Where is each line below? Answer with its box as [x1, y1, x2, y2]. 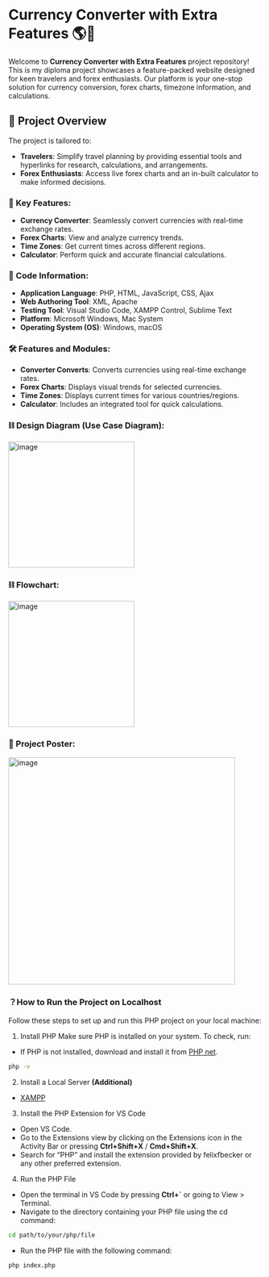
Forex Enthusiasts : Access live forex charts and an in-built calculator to [19, 168, 259, 178]
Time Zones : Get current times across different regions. [19, 241, 206, 251]
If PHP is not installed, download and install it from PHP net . [19, 1047, 218, 1057]
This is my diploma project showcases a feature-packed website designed [8, 65, 255, 74]
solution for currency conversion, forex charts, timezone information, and [8, 82, 251, 92]
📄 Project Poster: [8, 739, 76, 750]
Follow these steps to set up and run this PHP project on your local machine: [8, 1015, 262, 1025]
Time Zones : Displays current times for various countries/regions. [19, 390, 240, 400]
